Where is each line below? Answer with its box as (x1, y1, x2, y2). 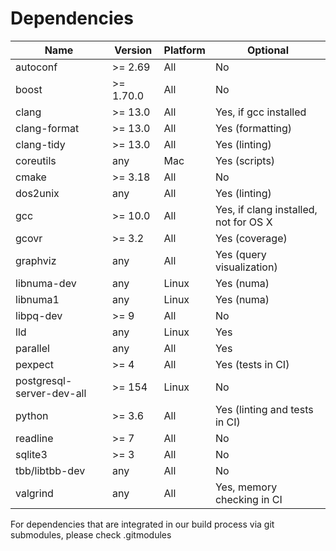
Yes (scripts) (214, 153, 276, 167)
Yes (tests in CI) (214, 357, 290, 371)
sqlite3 (15, 447, 48, 461)
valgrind (15, 486, 54, 500)
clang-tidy (15, 137, 66, 151)
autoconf (15, 60, 58, 74)
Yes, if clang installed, (214, 202, 318, 216)
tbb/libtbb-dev (15, 463, 86, 477)
